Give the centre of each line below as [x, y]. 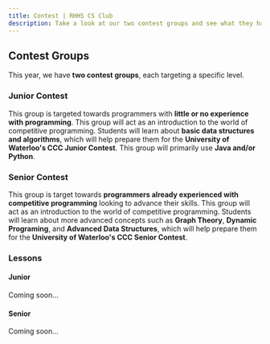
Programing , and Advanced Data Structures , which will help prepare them [133, 228]
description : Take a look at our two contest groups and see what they [131, 23]
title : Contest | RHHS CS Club [61, 16]
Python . [22, 156]
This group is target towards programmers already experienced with [124, 195]
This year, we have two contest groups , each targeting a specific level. [127, 75]
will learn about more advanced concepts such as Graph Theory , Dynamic [133, 220]
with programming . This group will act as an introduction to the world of [128, 122]
